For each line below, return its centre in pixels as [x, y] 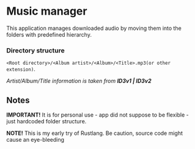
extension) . [21, 69]
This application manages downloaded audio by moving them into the [94, 28]
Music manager [47, 11]
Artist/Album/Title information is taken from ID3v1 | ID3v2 [79, 81]
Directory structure [36, 50]
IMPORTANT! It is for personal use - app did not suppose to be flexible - [97, 115]
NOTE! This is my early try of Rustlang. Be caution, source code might [95, 133]
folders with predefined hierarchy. [49, 34]
